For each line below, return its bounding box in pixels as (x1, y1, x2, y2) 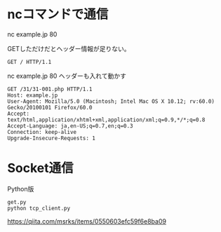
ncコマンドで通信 (7, 6, 109, 22)
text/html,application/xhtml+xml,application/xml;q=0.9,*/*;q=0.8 (7, 116, 206, 123)
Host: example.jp (7, 92, 58, 99)
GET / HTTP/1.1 (7, 58, 52, 65)
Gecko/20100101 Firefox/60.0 (7, 104, 93, 111)
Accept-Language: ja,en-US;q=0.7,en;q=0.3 (7, 122, 133, 130)
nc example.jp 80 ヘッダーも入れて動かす (7, 71, 126, 80)
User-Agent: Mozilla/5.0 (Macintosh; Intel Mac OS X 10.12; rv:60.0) (7, 97, 215, 105)
